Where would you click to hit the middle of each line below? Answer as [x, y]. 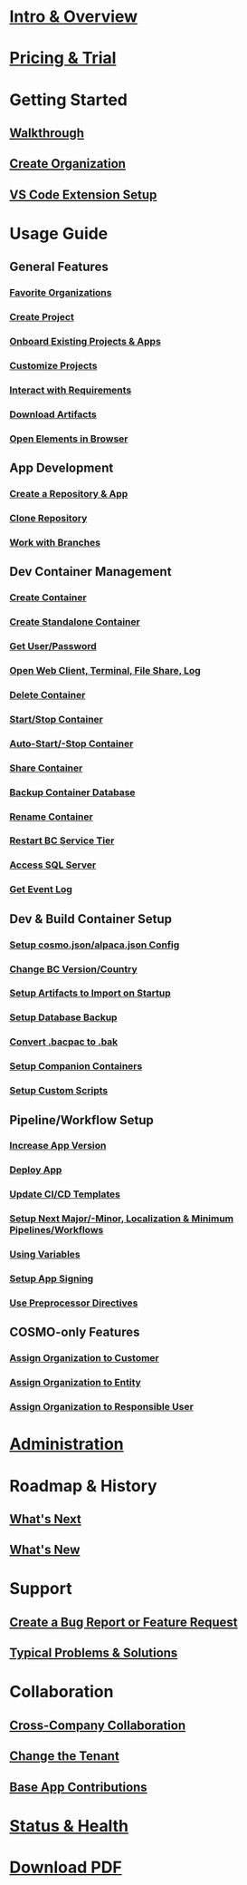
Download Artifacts [53, 414]
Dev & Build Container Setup [91, 919]
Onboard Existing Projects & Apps [85, 342]
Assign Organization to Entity [76, 1383]
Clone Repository [48, 518]
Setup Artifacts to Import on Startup [90, 993]
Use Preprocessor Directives [74, 1303]
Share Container [46, 768]
